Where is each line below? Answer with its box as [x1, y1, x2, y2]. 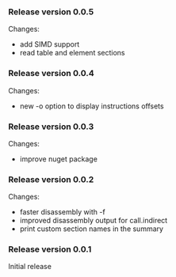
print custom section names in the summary [19, 224, 164, 233]
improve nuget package [19, 154, 98, 164]
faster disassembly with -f [19, 207, 105, 217]
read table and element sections [19, 48, 125, 58]
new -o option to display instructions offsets [19, 101, 164, 111]
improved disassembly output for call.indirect [19, 216, 168, 226]
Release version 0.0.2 [8, 173, 94, 184]
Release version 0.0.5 [8, 6, 94, 17]
